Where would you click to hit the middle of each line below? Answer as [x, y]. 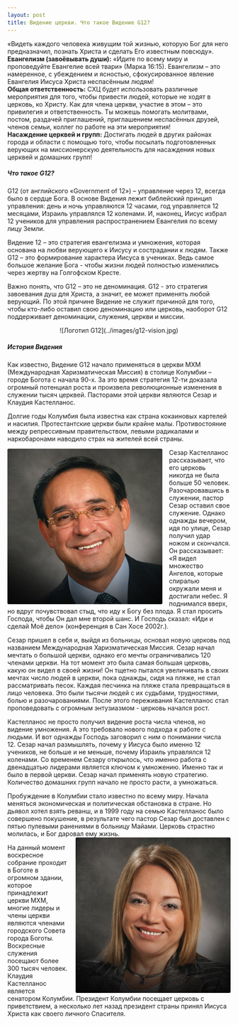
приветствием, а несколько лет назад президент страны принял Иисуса [117, 1007]
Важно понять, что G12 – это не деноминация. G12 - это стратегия [107, 286]
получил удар [189, 536]
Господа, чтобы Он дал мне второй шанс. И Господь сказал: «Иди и [110, 619]
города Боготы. [31, 938]
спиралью [184, 581]
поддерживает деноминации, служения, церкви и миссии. [96, 317]
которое [20, 886]
